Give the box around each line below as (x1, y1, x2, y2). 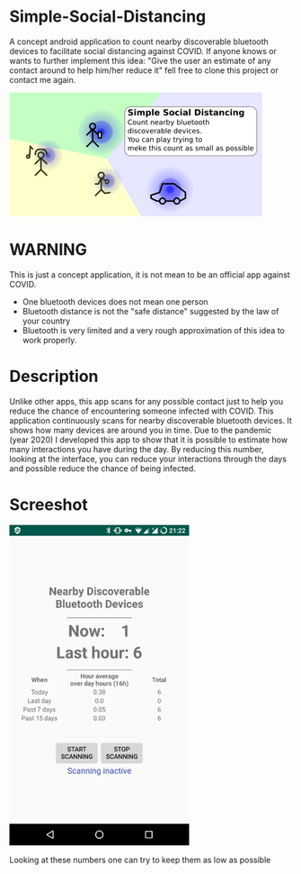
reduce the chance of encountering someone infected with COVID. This (9, 405, 274, 416)
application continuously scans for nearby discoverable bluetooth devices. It (9, 414, 292, 425)
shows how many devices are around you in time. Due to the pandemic (9, 424, 272, 435)
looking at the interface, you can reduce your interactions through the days (9, 453, 288, 464)
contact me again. (9, 74, 76, 85)
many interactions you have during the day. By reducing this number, (9, 443, 264, 454)
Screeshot (9, 495, 88, 514)
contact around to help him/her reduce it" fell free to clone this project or (9, 65, 279, 76)
